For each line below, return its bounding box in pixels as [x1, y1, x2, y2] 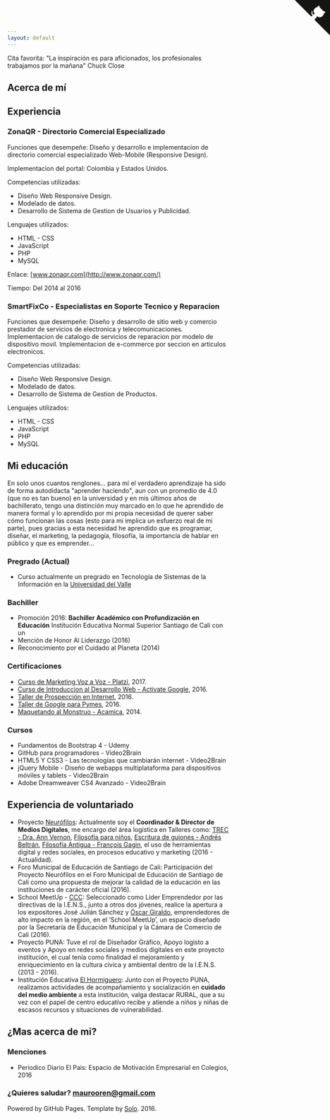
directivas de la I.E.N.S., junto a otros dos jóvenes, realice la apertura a [17, 900, 224, 909]
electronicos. [7, 347, 46, 356]
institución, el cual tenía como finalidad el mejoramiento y [17, 953, 185, 961]
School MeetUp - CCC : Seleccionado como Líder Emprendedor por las [17, 893, 224, 901]
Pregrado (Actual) [7, 556, 71, 566]
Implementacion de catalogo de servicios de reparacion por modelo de [7, 333, 214, 340]
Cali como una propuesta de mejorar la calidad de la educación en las [17, 878, 221, 886]
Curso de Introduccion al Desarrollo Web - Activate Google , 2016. [17, 685, 208, 693]
